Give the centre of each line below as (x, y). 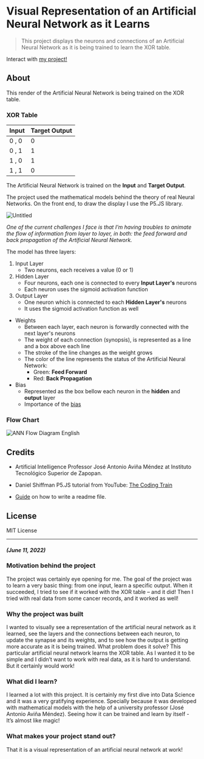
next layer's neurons (50, 333)
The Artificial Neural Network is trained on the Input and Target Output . (96, 186)
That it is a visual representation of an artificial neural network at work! (95, 749)
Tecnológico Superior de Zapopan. (59, 473)
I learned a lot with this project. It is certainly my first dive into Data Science (101, 695)
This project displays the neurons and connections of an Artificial (103, 41)
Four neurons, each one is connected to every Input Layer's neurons (110, 283)
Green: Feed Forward (60, 372)
